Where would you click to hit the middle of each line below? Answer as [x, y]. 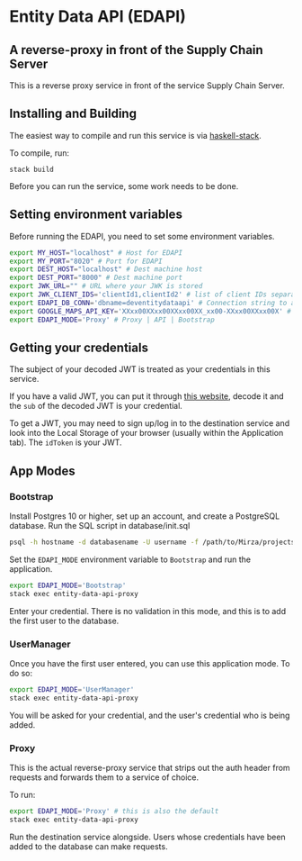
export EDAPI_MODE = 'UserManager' [72, 689]
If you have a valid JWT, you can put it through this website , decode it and [147, 396]
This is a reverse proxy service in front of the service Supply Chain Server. [147, 86]
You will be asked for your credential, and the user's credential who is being [150, 715]
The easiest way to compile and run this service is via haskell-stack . [136, 135]
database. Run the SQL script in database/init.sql [100, 526]
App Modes [43, 471]
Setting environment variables [96, 215]
